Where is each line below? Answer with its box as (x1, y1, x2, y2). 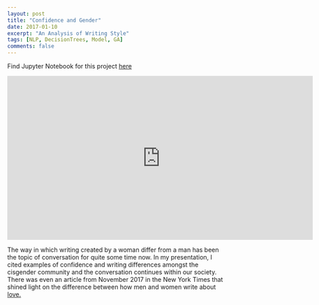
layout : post (7, 10, 45, 17)
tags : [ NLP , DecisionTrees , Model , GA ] (7, 36, 124, 43)
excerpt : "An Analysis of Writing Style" (7, 29, 130, 37)
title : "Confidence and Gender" (7, 17, 101, 24)
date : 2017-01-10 (7, 23, 58, 30)
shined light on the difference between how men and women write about (7, 283, 216, 291)
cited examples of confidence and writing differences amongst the (7, 260, 199, 269)
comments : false (7, 43, 54, 50)
